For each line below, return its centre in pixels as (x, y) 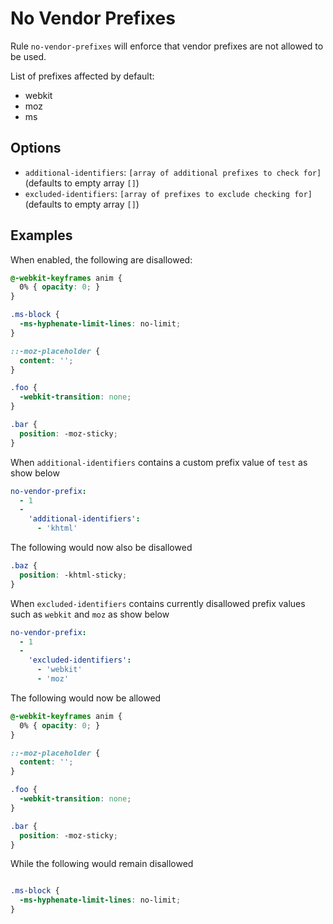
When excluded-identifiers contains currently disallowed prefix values (158, 603)
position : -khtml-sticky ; (73, 575)
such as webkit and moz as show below (90, 614)
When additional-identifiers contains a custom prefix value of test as (159, 462)
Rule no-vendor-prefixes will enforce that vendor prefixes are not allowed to (167, 46)
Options (36, 148)
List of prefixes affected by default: (82, 76)
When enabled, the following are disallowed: (101, 259)
